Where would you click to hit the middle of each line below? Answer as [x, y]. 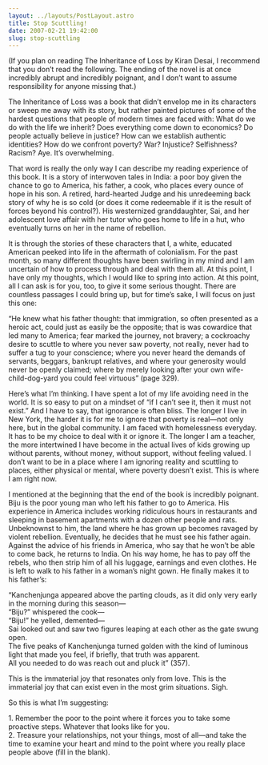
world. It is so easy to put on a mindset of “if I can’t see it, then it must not [130, 402]
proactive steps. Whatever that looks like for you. [89, 727]
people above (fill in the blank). [59, 752]
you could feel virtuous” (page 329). [120, 378]
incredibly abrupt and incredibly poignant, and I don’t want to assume [123, 78]
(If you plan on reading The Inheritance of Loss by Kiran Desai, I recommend [134, 61]
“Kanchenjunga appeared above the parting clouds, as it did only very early [133, 595]
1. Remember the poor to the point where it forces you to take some [119, 719]
